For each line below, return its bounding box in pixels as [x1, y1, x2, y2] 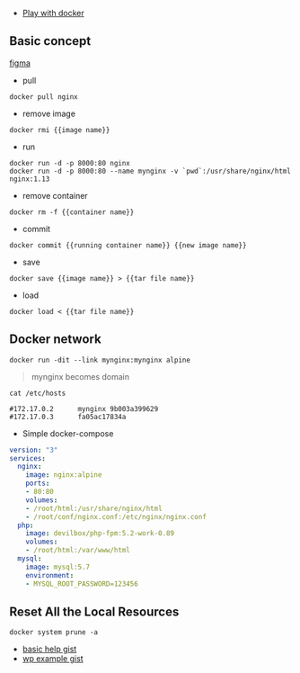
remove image [22, 108, 76, 119]
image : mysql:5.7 [25, 562, 91, 571]
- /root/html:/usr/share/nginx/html [25, 504, 163, 513]
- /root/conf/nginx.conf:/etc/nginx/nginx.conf [25, 512, 207, 521]
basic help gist [22, 643, 77, 655]
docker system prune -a [9, 628, 99, 637]
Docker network [9, 332, 101, 347]
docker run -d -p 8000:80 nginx [9, 158, 130, 167]
